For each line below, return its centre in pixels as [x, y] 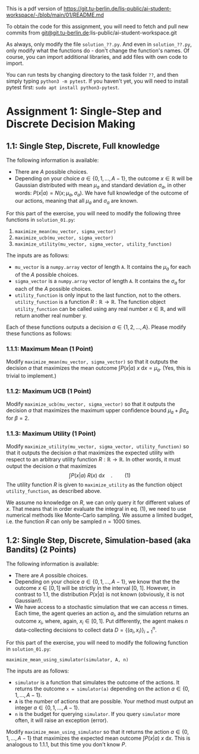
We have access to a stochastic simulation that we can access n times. [102, 607]
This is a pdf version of [34, 9]
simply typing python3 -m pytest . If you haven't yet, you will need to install [97, 81]
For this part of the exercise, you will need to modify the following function [97, 643]
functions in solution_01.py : [41, 220]
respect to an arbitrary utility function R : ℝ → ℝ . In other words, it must [94, 460]
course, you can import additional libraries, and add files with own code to [97, 57]
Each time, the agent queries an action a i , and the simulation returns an [102, 614]
